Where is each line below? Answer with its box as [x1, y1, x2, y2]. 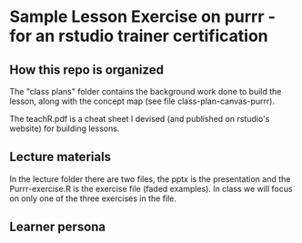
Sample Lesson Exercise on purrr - [9, 6, 276, 27]
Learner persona [9, 219, 106, 235]
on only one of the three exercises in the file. [9, 193, 177, 204]
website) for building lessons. [9, 123, 120, 134]
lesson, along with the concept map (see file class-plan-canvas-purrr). [9, 96, 276, 106]
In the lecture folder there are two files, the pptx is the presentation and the [9, 173, 291, 184]
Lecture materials [9, 149, 112, 165]
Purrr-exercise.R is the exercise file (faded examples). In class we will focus [9, 183, 293, 194]
